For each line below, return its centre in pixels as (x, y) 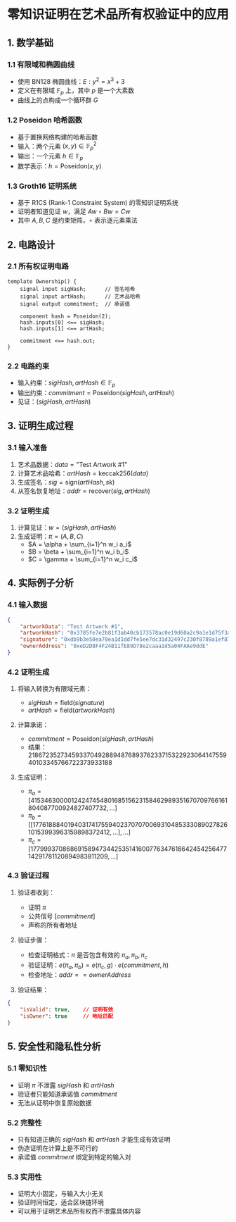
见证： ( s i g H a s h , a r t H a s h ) (54, 401)
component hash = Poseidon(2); (66, 316)
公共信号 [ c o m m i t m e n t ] (61, 916)
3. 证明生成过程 (40, 426)
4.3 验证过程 (28, 875)
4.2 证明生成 (28, 672)
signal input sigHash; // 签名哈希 (78, 289)
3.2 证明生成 (28, 511)
